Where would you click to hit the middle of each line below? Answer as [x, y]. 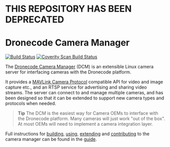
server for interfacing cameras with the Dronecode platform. [68, 72]
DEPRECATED [35, 20]
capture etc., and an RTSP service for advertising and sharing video [76, 87]
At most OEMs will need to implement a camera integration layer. [85, 124]
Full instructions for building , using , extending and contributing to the [77, 134]
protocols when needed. [31, 103]
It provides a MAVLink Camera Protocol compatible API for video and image [84, 82]
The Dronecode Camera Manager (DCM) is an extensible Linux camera [79, 67]
